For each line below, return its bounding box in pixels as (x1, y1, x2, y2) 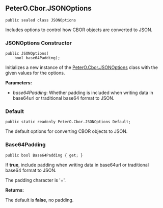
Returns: (5, 187, 24, 193)
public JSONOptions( (5, 51, 49, 56)
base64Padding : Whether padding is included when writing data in (12, 89, 154, 96)
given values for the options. (5, 70, 65, 76)
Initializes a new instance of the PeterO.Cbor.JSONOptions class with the (5, 64, 158, 71)
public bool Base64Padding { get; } (5, 153, 83, 158)
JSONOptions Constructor (5, 39, 72, 47)
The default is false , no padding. (5, 197, 74, 203)
